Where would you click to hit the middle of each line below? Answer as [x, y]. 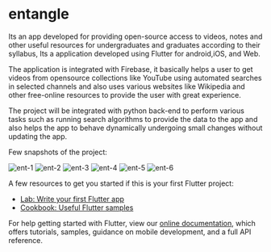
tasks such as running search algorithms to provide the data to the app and [133, 119]
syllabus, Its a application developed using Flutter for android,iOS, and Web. [134, 53]
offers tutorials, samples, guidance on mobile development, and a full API [130, 232]
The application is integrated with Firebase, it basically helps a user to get [131, 69]
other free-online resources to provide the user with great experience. [125, 94]
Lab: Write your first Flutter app [72, 199]
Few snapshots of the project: [58, 152]
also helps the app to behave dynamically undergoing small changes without [135, 128]
